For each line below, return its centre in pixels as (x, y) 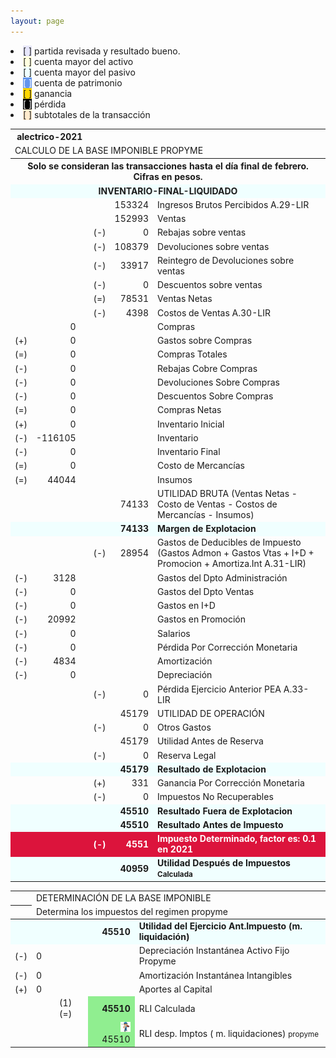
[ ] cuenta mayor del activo (78, 61)
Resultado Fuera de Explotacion (225, 811)
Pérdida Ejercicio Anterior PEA (219, 689)
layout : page (37, 21)
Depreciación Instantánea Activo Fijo (214, 951)
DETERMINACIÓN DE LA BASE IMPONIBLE (124, 897)
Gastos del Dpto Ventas (206, 591)
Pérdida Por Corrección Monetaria (227, 647)
